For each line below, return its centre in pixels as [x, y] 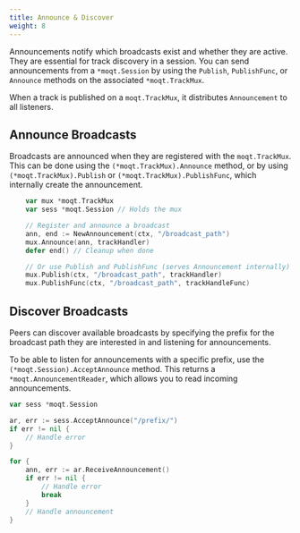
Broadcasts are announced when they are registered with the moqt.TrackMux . [150, 157]
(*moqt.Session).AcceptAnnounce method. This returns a [112, 369]
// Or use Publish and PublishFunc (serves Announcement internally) [158, 266]
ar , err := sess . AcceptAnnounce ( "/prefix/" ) [94, 420]
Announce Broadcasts [73, 135]
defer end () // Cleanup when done [90, 250]
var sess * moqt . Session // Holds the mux [103, 210]
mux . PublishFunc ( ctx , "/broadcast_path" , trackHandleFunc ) [138, 283]
